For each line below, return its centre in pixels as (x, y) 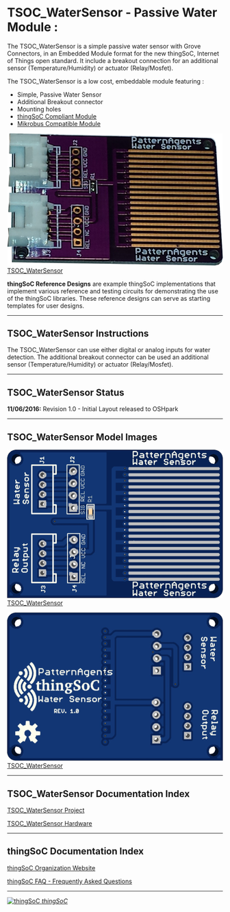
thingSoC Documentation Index (75, 851)
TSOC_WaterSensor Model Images (82, 437)
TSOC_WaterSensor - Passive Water (112, 13)
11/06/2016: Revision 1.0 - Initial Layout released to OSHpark (93, 409)
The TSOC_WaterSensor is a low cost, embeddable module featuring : (105, 81)
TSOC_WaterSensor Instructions (78, 334)
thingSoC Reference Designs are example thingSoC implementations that (111, 284)
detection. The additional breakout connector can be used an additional (108, 357)
